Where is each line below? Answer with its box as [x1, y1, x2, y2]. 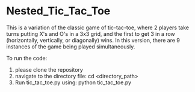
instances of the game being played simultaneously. [6, 43, 135, 50]
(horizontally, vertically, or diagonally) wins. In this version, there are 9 [6, 36, 181, 44]
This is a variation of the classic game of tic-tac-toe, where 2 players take [6, 24, 190, 31]
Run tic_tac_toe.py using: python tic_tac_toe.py [14, 79, 131, 86]
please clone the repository [14, 66, 83, 73]
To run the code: [6, 54, 48, 62]
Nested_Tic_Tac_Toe [6, 4, 111, 18]
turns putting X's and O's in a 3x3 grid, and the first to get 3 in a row [6, 30, 176, 37]
